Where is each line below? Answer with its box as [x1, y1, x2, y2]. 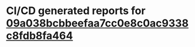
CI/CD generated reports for [6, 4, 146, 18]
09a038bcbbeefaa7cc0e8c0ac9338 [6, 16, 189, 30]
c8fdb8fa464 [6, 29, 73, 42]
